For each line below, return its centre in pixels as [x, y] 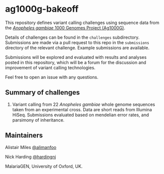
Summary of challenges [43, 92]
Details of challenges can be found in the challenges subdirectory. [72, 37]
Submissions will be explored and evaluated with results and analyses [76, 57]
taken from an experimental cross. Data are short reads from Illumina [82, 109]
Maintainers [24, 136]
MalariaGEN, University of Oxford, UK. [44, 166]
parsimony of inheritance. [38, 120]
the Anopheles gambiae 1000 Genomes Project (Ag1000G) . [65, 27]
